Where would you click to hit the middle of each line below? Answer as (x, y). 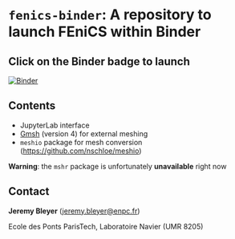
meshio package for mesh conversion (81, 142)
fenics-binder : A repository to (110, 15)
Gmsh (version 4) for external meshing (84, 133)
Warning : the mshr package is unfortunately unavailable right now (118, 166)
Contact (29, 191)
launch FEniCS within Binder (105, 32)
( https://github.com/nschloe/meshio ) (81, 151)
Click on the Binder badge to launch (99, 61)
